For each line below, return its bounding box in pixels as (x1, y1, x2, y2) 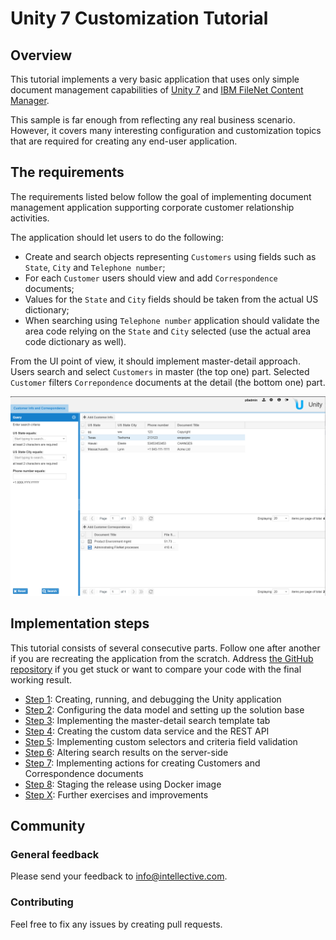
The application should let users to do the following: (10, 231, 224, 243)
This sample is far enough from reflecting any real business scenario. (10, 114, 296, 126)
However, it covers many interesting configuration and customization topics (10, 125, 322, 136)
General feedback (10, 847, 100, 861)
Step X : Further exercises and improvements (24, 788, 209, 801)
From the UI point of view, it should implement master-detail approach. (10, 355, 301, 367)
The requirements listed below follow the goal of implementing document (10, 190, 312, 202)
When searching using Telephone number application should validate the (24, 314, 320, 326)
